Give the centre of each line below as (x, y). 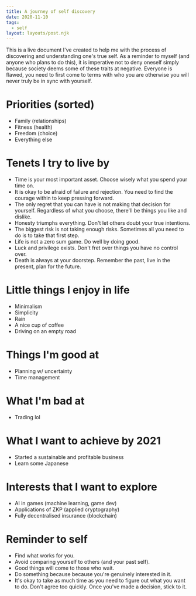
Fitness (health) (33, 127)
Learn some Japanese (42, 463)
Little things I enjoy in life (68, 290)
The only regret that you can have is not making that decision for (92, 204)
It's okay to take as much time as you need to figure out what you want (100, 580)
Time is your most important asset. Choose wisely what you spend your (101, 179)
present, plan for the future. (48, 266)
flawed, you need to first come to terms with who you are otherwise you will (97, 75)
